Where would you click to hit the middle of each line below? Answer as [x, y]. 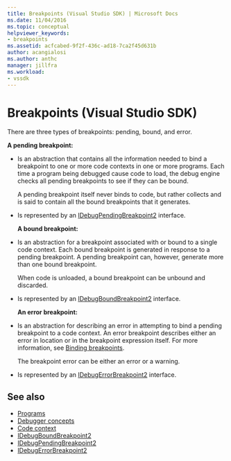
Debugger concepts [46, 421]
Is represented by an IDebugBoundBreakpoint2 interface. [99, 299]
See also [26, 397]
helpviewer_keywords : [38, 33]
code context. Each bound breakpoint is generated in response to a [113, 250]
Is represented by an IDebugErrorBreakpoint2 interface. [97, 375]
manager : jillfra [32, 65]
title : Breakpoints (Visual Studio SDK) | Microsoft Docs [93, 14]
